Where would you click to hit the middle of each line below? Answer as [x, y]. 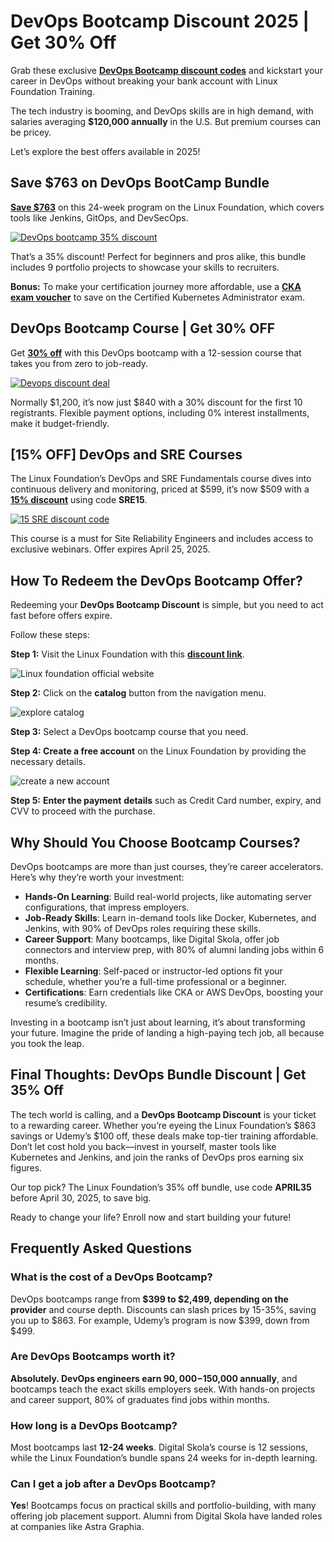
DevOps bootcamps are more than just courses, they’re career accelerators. [167, 866]
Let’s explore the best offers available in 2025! [105, 151]
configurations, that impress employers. [107, 907]
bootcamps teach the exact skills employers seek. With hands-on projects [163, 1389]
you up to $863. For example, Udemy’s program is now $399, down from [160, 1320]
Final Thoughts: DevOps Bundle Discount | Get [158, 1075]
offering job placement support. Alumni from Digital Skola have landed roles [166, 1516]
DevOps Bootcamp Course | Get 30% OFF [143, 328]
